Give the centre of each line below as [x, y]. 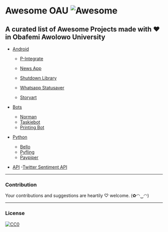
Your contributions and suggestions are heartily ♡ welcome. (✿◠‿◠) [77, 195]
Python [20, 137]
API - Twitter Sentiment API [40, 167]
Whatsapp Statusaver [42, 88]
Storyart [28, 97]
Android [20, 49]
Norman [28, 117]
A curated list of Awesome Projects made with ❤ [82, 29]
